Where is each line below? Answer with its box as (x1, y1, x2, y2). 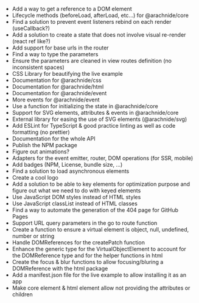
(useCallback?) (12, 24, 51, 32)
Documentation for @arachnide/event (12, 90, 107, 97)
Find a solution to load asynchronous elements (12, 167, 130, 175)
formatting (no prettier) (12, 128, 70, 136)
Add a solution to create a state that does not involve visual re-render (12, 31, 186, 38)
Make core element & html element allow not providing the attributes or (12, 284, 190, 291)
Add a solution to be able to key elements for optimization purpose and (12, 180, 190, 188)
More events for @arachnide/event (12, 96, 100, 103)
